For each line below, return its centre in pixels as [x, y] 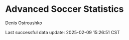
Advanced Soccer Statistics [64, 9]
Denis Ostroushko [24, 23]
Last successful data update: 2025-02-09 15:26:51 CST [63, 32]
